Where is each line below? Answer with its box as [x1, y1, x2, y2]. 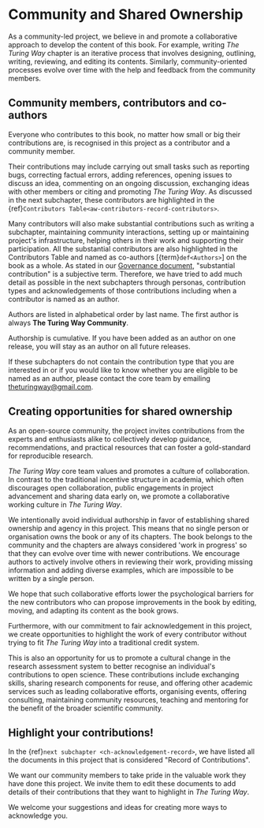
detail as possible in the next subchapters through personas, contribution [8, 278, 246, 287]
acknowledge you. [8, 811, 69, 821]
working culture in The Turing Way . [8, 499, 123, 509]
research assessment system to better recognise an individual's [8, 661, 216, 671]
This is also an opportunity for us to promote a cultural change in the [8, 653, 231, 662]
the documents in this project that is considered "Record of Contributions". [8, 755, 251, 765]
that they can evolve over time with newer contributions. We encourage [8, 548, 240, 558]
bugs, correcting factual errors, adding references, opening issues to [8, 170, 232, 179]
